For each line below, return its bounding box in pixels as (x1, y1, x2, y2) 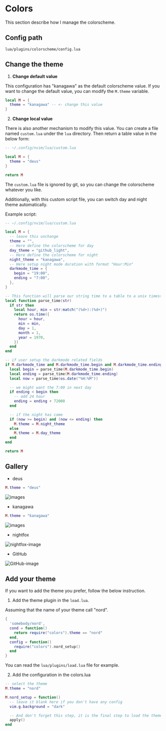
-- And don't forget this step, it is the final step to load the (9, 713, 149, 718)
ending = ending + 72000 (14, 399, 65, 404)
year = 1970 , (18, 335, 45, 340)
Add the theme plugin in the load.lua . (12, 598, 89, 603)
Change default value (12, 73, 58, 79)
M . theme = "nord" (5, 686, 41, 691)
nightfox (12, 532, 30, 538)
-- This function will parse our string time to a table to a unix (5, 294, 147, 299)
